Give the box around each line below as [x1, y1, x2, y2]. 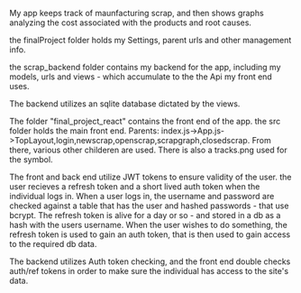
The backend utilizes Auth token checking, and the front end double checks [9, 256, 291, 267]
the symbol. [9, 154, 53, 165]
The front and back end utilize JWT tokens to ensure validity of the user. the [9, 171, 292, 182]
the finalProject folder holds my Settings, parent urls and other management [9, 35, 292, 45]
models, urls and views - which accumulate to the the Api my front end [9, 71, 272, 82]
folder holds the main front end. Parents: [9, 125, 160, 136]
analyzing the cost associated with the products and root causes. [9, 17, 252, 28]
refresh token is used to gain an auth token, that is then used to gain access [9, 229, 291, 240]
